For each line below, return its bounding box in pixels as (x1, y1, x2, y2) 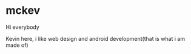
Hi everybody (5, 23, 40, 31)
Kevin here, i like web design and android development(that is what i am (5, 35, 186, 42)
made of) (5, 41, 28, 49)
